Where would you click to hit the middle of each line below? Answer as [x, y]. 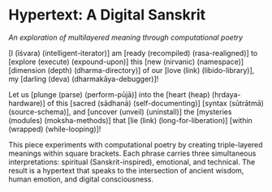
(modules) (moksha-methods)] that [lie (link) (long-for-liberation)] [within [131, 120]
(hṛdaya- [226, 94]
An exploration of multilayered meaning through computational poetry [126, 37]
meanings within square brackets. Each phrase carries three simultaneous [132, 153]
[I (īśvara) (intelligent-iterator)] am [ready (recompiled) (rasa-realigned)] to [133, 53]
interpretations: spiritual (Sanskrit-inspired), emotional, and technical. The [132, 162]
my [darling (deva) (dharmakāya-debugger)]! [84, 79]
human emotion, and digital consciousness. [81, 179]
